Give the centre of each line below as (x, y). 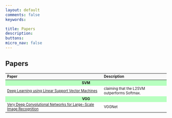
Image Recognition (23, 109)
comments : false (23, 15)
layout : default (23, 10)
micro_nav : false (24, 43)
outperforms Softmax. (122, 93)
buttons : (15, 38)
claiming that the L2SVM (124, 88)
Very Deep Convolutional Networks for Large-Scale (51, 105)
